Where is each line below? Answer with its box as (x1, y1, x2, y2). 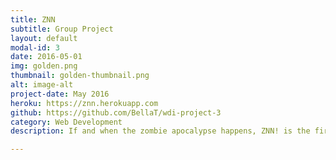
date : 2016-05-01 (10, 52, 83, 62)
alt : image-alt (10, 80, 74, 90)
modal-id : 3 (10, 42, 60, 53)
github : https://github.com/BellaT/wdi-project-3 (10, 107, 222, 118)
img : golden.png (10, 61, 78, 71)
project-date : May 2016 (10, 89, 110, 99)
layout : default (10, 33, 78, 43)
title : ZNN (10, 14, 56, 25)
